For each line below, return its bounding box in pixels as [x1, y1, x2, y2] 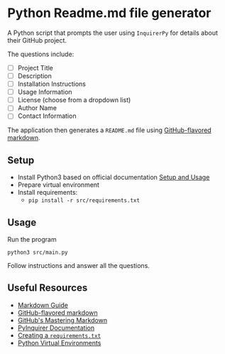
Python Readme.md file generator [7, 5, 212, 21]
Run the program [7, 235, 57, 243]
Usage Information [17, 87, 72, 97]
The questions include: [7, 50, 75, 58]
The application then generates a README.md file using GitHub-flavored [7, 126, 212, 134]
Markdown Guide [17, 301, 69, 309]
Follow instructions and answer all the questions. [7, 262, 150, 269]
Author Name [17, 104, 57, 112]
